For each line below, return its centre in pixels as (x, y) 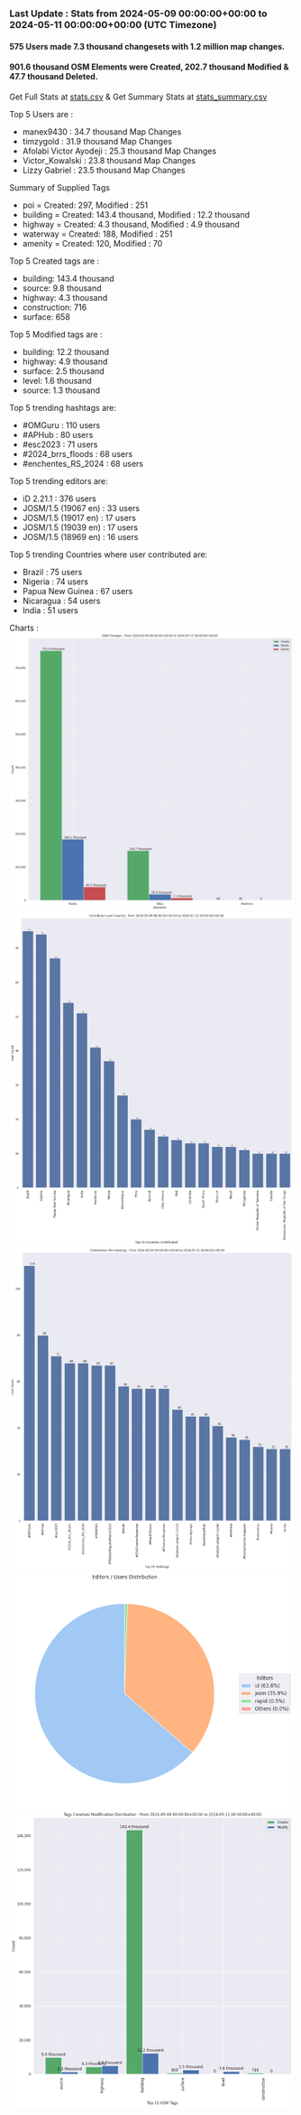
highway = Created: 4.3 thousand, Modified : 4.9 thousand (131, 224)
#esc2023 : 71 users (60, 444)
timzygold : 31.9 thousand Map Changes (97, 141)
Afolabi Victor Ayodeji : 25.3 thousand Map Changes (119, 151)
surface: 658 (46, 317)
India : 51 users (50, 610)
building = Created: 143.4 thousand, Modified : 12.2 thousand (136, 214)
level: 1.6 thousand (57, 380)
